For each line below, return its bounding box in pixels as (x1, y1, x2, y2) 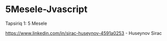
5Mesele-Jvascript (5, 4, 88, 15)
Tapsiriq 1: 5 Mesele (5, 20, 47, 26)
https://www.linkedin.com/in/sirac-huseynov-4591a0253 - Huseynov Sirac (5, 30, 162, 36)
